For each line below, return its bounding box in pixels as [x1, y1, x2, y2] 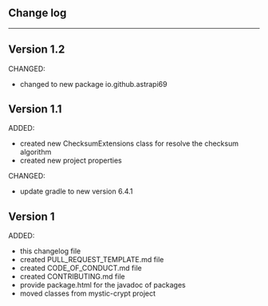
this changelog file [19, 246, 81, 256]
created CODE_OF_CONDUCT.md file [19, 263, 142, 273]
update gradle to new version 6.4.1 [19, 186, 133, 196]
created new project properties [19, 155, 122, 166]
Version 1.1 [8, 103, 62, 116]
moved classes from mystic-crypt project [19, 288, 156, 298]
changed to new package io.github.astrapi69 [19, 79, 167, 88]
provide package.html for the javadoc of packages [19, 280, 186, 290]
